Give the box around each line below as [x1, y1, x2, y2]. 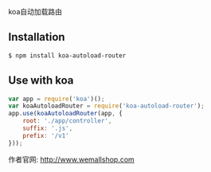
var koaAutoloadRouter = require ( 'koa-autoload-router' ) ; [8, 102, 205, 110]
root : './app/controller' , [22, 117, 112, 125]
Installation [8, 30, 65, 44]
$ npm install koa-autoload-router [8, 51, 127, 60]
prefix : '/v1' [22, 131, 69, 139]
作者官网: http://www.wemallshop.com [8, 154, 135, 164]
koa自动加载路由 [8, 7, 62, 16]
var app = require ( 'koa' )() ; [8, 95, 105, 103]
